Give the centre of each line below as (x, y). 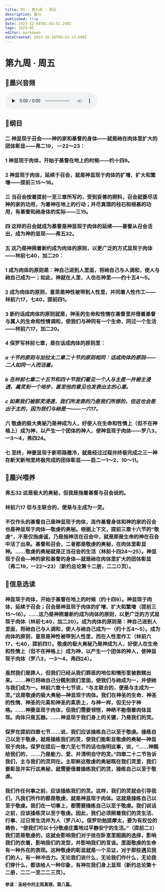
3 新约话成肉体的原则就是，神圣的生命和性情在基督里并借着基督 (81, 314)
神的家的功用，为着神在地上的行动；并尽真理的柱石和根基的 (76, 204)
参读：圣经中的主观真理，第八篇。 (40, 884)
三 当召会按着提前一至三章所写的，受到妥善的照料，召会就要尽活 (81, 197)
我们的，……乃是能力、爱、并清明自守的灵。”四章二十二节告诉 (83, 754)
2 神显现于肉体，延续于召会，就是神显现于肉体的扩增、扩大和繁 (81, 175)
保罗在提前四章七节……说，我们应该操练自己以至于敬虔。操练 (78, 732)
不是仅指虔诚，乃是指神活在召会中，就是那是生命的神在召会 (88, 537)
